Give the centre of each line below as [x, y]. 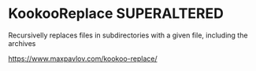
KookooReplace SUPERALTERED [116, 14]
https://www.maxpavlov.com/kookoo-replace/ [83, 59]
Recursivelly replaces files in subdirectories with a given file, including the [128, 35]
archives [22, 43]
